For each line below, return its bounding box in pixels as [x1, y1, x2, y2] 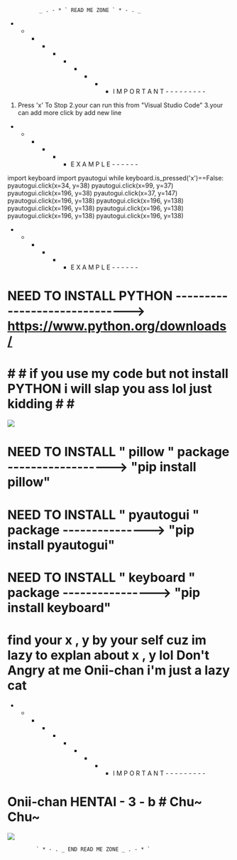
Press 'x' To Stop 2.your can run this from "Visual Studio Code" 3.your [17, 101, 224, 109]
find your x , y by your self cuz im [7, 632, 207, 648]
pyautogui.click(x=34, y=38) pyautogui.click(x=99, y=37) [7, 181, 174, 190]
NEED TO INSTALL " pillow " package [7, 444, 230, 460]
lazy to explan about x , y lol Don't [7, 647, 209, 663]
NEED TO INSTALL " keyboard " [7, 569, 196, 586]
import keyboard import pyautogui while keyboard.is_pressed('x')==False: [7, 174, 224, 182]
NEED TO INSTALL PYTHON [7, 288, 173, 304]
